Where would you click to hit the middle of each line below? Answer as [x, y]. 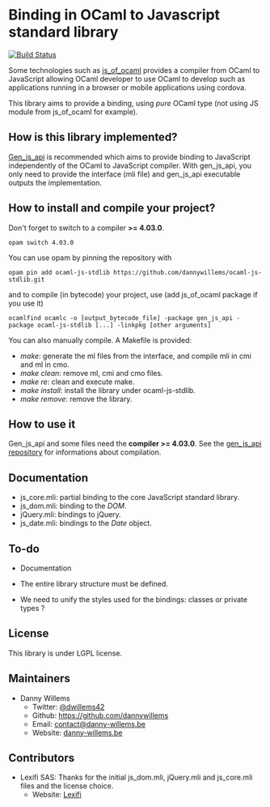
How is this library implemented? [93, 137]
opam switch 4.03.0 [41, 242]
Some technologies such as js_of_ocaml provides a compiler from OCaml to [134, 70]
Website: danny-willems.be [77, 732]
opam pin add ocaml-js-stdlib [59, 272]
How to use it [42, 424]
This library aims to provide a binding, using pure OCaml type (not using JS [133, 103]
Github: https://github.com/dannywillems [100, 715]
